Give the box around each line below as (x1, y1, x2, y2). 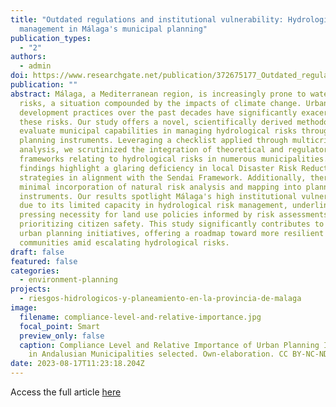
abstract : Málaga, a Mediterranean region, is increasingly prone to (10, 89, 307, 99)
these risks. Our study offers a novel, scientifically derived (19, 117, 293, 127)
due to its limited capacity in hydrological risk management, (19, 201, 288, 211)
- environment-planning (19, 275, 118, 285)
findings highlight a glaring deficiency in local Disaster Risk (19, 163, 298, 173)
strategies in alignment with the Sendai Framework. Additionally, (19, 172, 307, 183)
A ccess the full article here (10, 386, 122, 398)
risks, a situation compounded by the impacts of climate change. (19, 98, 302, 108)
